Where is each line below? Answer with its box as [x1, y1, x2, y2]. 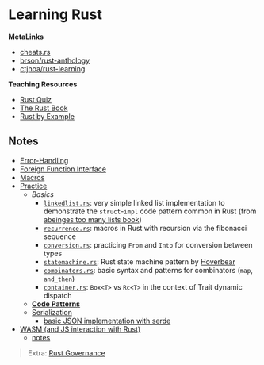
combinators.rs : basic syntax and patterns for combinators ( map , [43, 265, 254, 275]
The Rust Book [19, 103, 69, 113]
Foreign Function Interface [19, 164, 107, 174]
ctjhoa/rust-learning [19, 63, 86, 73]
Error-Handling [19, 156, 69, 165]
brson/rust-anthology [19, 56, 90, 65]
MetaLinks [8, 32, 44, 41]
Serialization [31, 307, 73, 317]
